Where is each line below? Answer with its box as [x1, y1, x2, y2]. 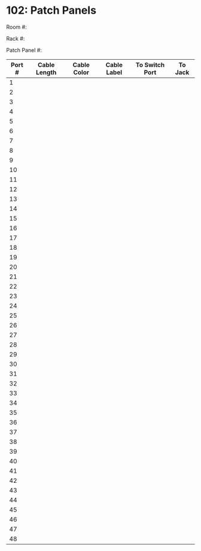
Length [35, 68, 57, 76]
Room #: [6, 23, 27, 30]
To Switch [135, 60, 165, 69]
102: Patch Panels [6, 4, 97, 17]
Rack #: [6, 35, 25, 42]
